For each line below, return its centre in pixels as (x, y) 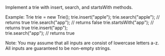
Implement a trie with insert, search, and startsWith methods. (69, 7)
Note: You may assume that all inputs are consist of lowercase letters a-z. (82, 43)
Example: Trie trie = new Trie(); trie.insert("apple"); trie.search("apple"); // (82, 17)
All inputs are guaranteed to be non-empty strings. (58, 48)
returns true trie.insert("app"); (37, 28)
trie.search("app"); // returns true (40, 33)
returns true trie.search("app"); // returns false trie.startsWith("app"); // (79, 22)
